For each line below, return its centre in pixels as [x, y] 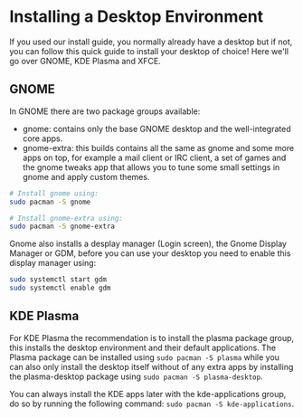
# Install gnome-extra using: [66, 218]
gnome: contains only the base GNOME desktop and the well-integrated [156, 128]
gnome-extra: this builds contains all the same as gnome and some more [158, 147]
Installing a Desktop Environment [137, 17]
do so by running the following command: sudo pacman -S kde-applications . [152, 404]
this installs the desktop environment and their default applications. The [143, 347]
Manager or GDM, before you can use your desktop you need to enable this [150, 253]
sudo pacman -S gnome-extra [62, 227]
